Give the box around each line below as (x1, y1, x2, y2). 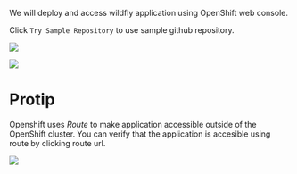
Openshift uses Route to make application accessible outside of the (9, 119, 257, 129)
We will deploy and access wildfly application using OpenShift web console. (9, 8, 288, 18)
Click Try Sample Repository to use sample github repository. (9, 25, 235, 35)
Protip (9, 89, 55, 110)
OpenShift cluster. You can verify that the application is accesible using (9, 128, 271, 139)
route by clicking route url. (9, 137, 106, 148)
